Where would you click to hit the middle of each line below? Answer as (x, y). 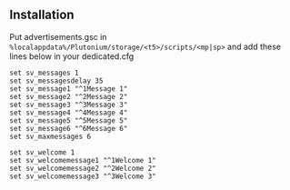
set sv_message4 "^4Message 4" (69, 113)
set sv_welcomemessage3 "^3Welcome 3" (83, 176)
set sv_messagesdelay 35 (56, 81)
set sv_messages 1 (44, 73)
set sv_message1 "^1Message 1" (69, 89)
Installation (42, 15)
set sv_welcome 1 (42, 152)
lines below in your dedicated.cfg (72, 56)
